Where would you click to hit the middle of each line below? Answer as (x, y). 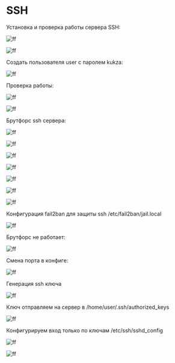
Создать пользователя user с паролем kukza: (65, 62)
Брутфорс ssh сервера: (36, 120)
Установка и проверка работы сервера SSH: (63, 27)
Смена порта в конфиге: (37, 260)
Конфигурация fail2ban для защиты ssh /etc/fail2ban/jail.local (84, 214)
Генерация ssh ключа (34, 284)
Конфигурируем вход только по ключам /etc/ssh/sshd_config (85, 330)
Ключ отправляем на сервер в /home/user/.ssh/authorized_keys (88, 307)
